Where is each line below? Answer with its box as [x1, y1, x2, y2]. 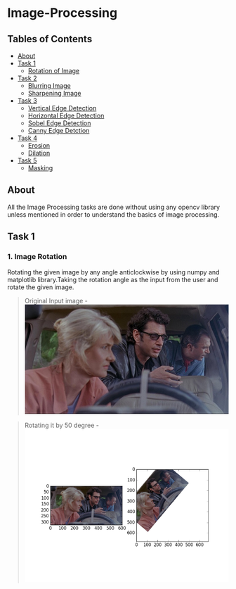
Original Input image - [24, 296, 88, 305]
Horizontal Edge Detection [27, 111, 105, 120]
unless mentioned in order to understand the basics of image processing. [7, 210, 220, 219]
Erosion [27, 141, 51, 149]
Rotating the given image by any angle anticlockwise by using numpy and [7, 267, 220, 276]
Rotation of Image [27, 67, 80, 75]
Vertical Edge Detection [27, 104, 97, 112]
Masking [27, 164, 53, 172]
